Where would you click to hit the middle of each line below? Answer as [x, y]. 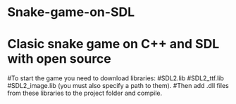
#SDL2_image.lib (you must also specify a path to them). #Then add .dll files [118, 86]
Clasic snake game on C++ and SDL [113, 44]
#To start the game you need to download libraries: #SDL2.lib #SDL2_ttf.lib [116, 78]
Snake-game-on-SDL [71, 12]
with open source [59, 59]
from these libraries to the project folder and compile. [85, 93]
